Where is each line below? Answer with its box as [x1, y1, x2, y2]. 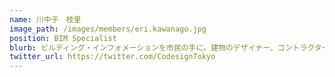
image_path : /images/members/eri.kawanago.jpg [9, 24, 207, 34]
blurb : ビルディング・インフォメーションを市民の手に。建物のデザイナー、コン [9, 42, 293, 53]
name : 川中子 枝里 [9, 14, 82, 25]
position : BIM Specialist [9, 33, 117, 43]
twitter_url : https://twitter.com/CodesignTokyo [9, 52, 216, 62]
